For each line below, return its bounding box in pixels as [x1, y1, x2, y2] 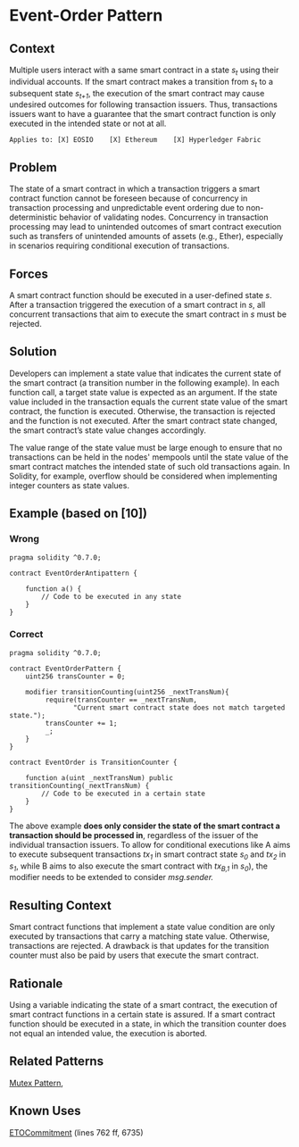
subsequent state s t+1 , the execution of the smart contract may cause [9, 87, 265, 101]
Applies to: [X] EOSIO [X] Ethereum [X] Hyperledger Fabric [9, 136, 262, 145]
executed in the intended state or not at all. [9, 118, 167, 129]
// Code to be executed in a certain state [41, 789, 205, 798]
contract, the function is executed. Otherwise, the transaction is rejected [9, 405, 276, 416]
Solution [9, 345, 57, 360]
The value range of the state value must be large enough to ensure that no [9, 442, 283, 453]
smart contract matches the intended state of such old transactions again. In [9, 461, 290, 471]
